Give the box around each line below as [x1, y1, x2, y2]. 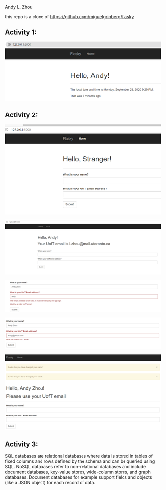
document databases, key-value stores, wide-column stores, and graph [5, 469, 151, 475]
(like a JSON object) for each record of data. [5, 479, 95, 485]
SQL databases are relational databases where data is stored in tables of [5, 453, 153, 459]
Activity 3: [5, 440, 38, 449]
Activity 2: [5, 111, 38, 119]
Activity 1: [5, 28, 37, 37]
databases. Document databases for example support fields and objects [5, 474, 152, 480]
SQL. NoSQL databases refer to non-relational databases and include [5, 463, 146, 469]
